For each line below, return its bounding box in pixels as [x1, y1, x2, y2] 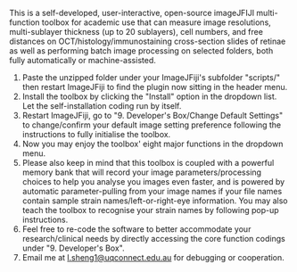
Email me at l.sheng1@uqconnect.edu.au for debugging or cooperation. [21, 252, 285, 262]
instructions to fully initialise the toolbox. [21, 129, 171, 139]
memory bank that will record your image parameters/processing [21, 167, 261, 177]
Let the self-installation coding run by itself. [21, 101, 182, 111]
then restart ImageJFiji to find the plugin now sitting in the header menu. [21, 82, 288, 92]
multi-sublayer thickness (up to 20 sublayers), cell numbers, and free [9, 27, 263, 37]
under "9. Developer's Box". [21, 243, 125, 253]
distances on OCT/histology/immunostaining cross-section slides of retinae [9, 36, 286, 46]
